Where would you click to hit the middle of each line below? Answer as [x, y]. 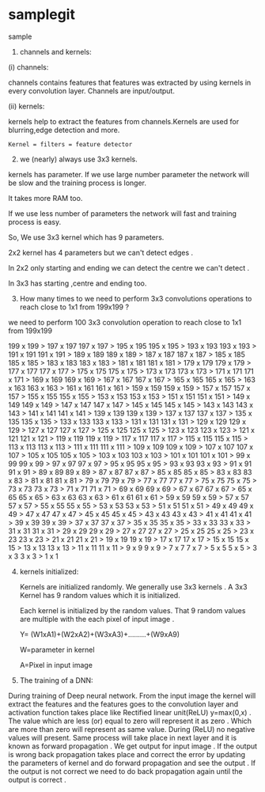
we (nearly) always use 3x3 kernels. [78, 159]
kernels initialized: [49, 571]
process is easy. [35, 222]
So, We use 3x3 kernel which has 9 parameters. [86, 237]
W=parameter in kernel [57, 650]
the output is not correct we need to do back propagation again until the [125, 771]
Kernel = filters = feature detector [70, 144]
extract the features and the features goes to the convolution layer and [123, 704]
